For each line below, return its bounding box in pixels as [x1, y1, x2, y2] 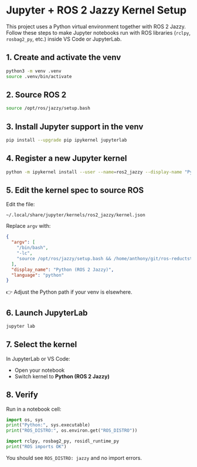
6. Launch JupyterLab [6, 308, 88, 318]
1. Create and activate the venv [6, 52, 121, 62]
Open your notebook [14, 367, 65, 374]
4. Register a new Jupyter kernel [6, 153, 127, 163]
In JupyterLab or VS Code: [6, 355, 70, 362]
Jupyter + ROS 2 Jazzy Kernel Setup [6, 4, 186, 17]
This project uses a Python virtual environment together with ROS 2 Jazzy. [6, 23, 186, 30]
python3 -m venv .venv [6, 68, 62, 74]
